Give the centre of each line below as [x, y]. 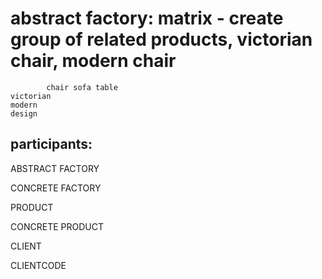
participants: [51, 144]
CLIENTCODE [38, 265]
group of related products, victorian [161, 39]
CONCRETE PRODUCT [57, 226]
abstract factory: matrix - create [147, 18]
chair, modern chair [93, 61]
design [24, 113]
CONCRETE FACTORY [56, 188]
